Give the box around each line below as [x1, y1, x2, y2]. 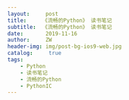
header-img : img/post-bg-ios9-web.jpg [7, 43, 122, 50]
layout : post [7, 10, 59, 18]
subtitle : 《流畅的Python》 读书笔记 [7, 23, 112, 30]
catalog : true [7, 50, 62, 57]
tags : [7, 56, 23, 63]
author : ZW [7, 37, 52, 44]
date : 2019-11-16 [7, 30, 78, 37]
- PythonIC [20, 82, 52, 89]
